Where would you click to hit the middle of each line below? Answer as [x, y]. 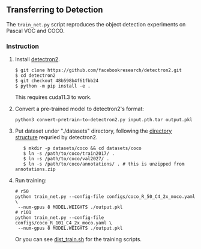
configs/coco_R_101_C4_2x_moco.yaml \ [63, 223]
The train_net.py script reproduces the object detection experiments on [96, 24]
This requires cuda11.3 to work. [53, 97]
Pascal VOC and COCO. [35, 31]
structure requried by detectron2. [56, 137]
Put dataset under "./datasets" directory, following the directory [93, 131]
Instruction [23, 46]
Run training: [31, 181]
